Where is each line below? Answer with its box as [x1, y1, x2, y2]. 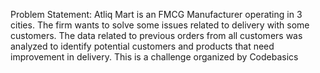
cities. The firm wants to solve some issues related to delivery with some [10, 19, 310, 31]
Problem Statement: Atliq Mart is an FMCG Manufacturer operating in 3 [10, 9, 303, 20]
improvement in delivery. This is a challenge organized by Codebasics [10, 51, 299, 63]
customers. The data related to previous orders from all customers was [10, 30, 303, 41]
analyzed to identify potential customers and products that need [10, 40, 275, 52]
